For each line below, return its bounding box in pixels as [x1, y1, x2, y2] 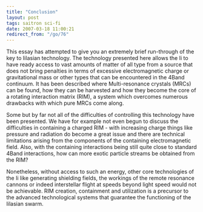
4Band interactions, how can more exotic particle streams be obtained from [6, 150, 195, 157]
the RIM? [6, 156, 28, 164]
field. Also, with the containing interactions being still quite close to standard [6, 144, 197, 151]
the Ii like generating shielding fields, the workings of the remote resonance [6, 174, 195, 182]
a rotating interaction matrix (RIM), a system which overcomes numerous [6, 93, 188, 101]
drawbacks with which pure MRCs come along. [6, 99, 124, 107]
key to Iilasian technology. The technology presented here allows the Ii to [6, 55, 189, 62]
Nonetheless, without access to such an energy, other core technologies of [6, 168, 195, 176]
